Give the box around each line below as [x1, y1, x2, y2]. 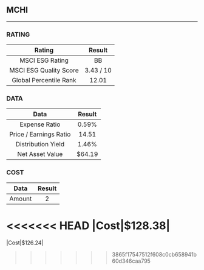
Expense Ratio [19, 120, 61, 129]
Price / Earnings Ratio [9, 130, 71, 139]
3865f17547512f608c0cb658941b [112, 250, 197, 258]
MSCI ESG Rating [19, 56, 69, 65]
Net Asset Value [17, 150, 63, 158]
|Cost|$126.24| [6, 239, 44, 246]
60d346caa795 [112, 257, 151, 265]
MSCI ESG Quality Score [9, 66, 79, 75]
